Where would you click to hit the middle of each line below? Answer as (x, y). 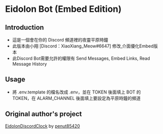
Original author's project (44, 114)
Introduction (25, 27)
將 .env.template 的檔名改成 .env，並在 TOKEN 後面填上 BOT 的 (77, 92)
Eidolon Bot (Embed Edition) (63, 9)
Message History (30, 64)
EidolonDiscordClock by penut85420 (43, 126)
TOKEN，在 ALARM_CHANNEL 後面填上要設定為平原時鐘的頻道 (76, 98)
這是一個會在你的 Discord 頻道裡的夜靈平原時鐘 (60, 40)
